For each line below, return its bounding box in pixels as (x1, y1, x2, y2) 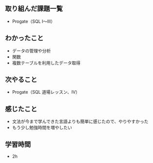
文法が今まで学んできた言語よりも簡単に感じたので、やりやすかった (12, 118, 149, 125)
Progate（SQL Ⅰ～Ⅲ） (12, 18, 55, 24)
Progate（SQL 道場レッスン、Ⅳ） (12, 89, 80, 95)
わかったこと (5, 34, 44, 42)
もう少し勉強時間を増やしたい (12, 125, 72, 130)
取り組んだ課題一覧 (5, 4, 63, 13)
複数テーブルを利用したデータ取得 (12, 60, 80, 65)
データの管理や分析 (12, 48, 51, 53)
